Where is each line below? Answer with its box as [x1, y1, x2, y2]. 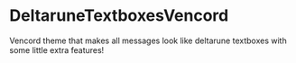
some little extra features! [9, 44, 105, 55]
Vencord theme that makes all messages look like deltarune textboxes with [9, 35, 287, 46]
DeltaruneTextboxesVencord [9, 5, 229, 26]
